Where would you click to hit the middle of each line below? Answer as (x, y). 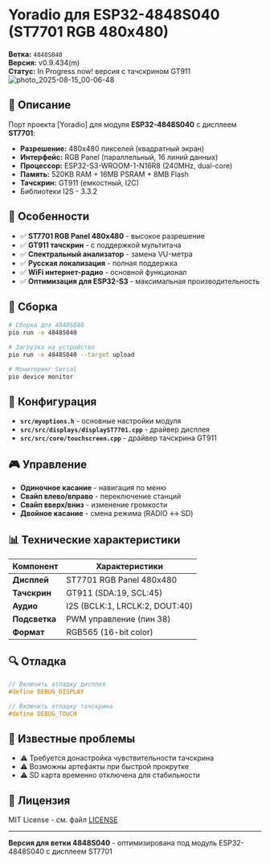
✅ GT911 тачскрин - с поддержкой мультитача (100, 245)
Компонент (35, 567)
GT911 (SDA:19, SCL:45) (114, 593)
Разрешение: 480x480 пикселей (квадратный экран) (112, 148)
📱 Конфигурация (53, 402)
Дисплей (31, 580)
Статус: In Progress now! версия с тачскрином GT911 (100, 71)
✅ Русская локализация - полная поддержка (99, 263)
